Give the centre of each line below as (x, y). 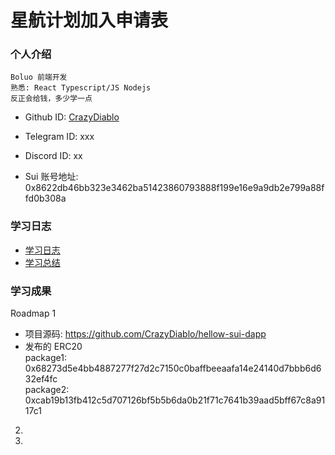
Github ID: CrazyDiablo (72, 117)
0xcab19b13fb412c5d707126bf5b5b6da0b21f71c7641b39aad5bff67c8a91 (175, 400)
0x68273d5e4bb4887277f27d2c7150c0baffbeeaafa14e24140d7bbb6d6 (173, 368)
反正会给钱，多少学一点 (51, 99)
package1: (45, 358)
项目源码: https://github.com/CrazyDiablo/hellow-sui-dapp (145, 334)
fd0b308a (45, 198)
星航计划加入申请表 (89, 20)
